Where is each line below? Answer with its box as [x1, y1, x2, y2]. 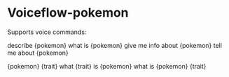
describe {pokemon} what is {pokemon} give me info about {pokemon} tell [7, 41, 223, 49]
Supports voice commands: [7, 28, 87, 36]
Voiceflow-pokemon [7, 5, 129, 21]
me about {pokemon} [7, 49, 69, 57]
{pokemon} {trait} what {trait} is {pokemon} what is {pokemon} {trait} [7, 62, 207, 70]
